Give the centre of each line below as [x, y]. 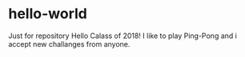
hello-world [48, 14]
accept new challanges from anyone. [69, 44]
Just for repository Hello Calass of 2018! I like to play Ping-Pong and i [123, 36]
